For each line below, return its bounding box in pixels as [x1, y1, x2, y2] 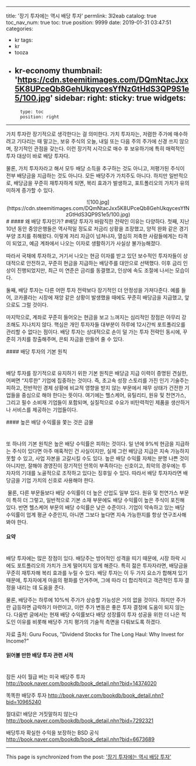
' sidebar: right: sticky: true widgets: [50, 93, 186, 103]
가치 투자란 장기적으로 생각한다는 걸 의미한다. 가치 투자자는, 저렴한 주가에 [6, 130, 173, 138]
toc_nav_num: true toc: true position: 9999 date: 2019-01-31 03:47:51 [6, 19, 171, 26]
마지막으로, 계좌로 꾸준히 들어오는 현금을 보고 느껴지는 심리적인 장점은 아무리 [6, 314, 181, 321]
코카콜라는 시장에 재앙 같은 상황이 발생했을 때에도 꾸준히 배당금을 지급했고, [13, 294, 184, 301]
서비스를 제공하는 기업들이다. [12, 406, 78, 413]
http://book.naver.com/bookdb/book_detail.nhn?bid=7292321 [6, 717, 153, 724]
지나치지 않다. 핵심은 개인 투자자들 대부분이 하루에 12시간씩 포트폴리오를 [21, 321, 185, 328]
